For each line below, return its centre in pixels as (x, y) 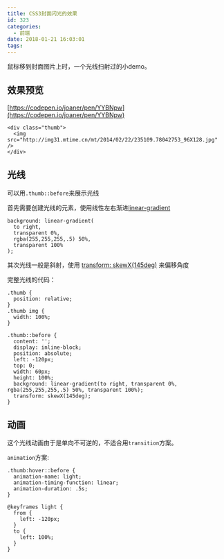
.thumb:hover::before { (41, 471)
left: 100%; (37, 537)
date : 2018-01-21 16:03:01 (46, 40)
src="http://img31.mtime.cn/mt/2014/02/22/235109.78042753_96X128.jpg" (112, 139)
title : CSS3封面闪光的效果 (42, 14)
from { (23, 513)
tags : (15, 46)
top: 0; (25, 365)
